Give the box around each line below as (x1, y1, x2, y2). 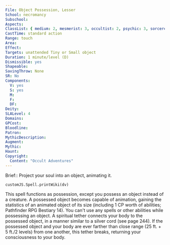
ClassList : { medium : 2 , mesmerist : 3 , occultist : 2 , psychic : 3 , (5, 26, 148, 31)
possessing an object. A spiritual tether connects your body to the (5, 213, 143, 219)
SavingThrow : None (5, 69, 44, 74)
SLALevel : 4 (5, 111, 30, 117)
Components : (5, 78, 30, 83)
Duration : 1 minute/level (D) (5, 54, 69, 60)
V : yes (10, 83, 24, 88)
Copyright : (5, 154, 28, 159)
